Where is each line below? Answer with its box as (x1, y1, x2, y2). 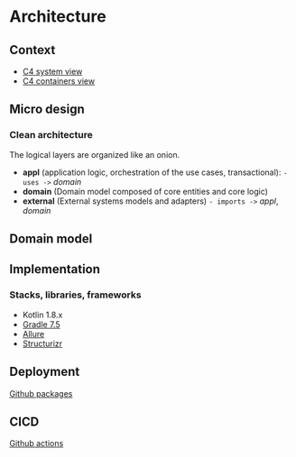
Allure (22, 328, 45, 339)
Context (9, 42, 56, 58)
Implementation (9, 261, 101, 277)
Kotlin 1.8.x (22, 309, 63, 320)
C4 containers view (22, 76, 96, 87)
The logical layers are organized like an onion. (9, 149, 180, 160)
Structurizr (22, 338, 63, 349)
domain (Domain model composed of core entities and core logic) (22, 186, 269, 197)
